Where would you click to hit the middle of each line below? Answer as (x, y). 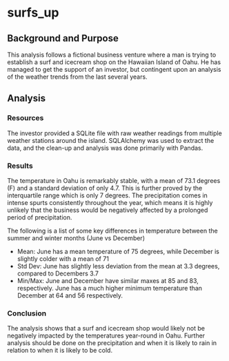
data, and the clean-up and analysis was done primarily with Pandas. (105, 148)
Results (20, 166)
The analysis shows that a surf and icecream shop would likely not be (106, 329)
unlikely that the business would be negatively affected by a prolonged (108, 210)
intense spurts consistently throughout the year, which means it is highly (110, 202)
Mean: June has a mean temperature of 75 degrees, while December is (118, 251)
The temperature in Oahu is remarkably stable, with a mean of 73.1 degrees (114, 180)
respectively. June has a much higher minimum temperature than (109, 288)
